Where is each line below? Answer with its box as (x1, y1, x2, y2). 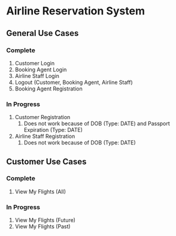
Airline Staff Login (14, 72, 60, 79)
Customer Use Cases (6, 156, 87, 167)
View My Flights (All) (14, 187, 66, 195)
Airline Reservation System (6, 4, 145, 18)
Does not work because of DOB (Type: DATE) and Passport (23, 120, 171, 127)
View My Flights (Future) (14, 217, 76, 224)
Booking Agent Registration (14, 85, 83, 92)
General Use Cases (6, 28, 79, 38)
